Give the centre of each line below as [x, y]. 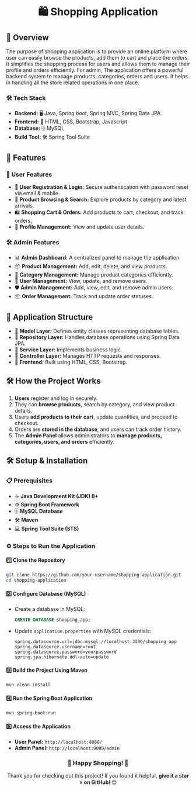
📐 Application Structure [50, 317]
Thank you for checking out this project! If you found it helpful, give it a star [98, 776]
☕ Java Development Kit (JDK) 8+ [56, 496]
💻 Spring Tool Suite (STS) [47, 529]
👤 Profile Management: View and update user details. [79, 227]
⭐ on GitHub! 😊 [98, 782]
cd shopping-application [36, 580]
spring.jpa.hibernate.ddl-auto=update [62, 657]
